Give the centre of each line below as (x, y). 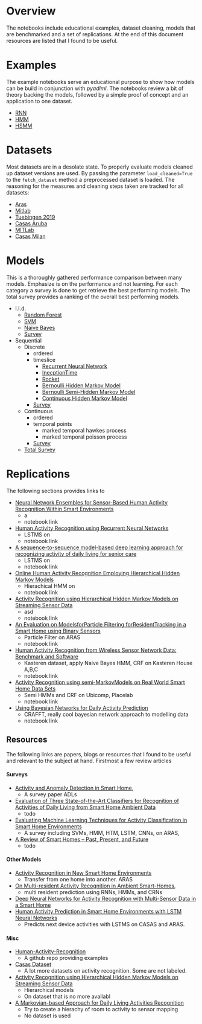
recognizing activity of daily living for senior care (76, 553)
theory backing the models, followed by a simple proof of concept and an (97, 94)
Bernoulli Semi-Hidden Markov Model (89, 391)
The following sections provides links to (55, 491)
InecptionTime (60, 372)
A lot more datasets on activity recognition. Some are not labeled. (105, 971)
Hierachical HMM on (49, 586)
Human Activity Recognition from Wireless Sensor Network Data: (96, 650)
